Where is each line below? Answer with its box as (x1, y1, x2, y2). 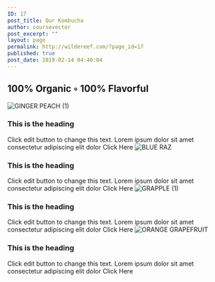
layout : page (7, 37, 46, 44)
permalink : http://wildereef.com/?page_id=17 (7, 43, 144, 50)
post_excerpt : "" (7, 30, 59, 38)
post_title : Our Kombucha (7, 17, 83, 24)
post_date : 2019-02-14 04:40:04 (7, 57, 103, 64)
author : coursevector (7, 23, 71, 30)
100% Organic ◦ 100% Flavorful (7, 83, 149, 95)
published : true (7, 50, 55, 57)
